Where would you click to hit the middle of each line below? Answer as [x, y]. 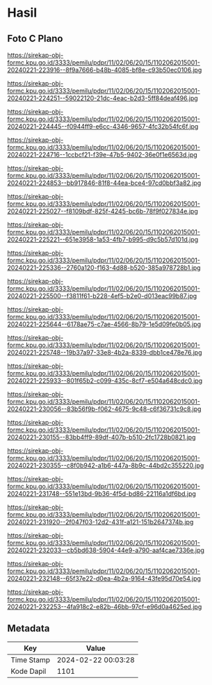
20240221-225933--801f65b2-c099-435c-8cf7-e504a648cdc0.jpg [105, 381]
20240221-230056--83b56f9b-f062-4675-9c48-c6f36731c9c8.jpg [104, 409]
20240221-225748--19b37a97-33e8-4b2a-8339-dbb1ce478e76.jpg [105, 352]
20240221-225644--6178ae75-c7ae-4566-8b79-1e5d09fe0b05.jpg [104, 324]
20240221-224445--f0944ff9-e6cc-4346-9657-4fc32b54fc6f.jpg [103, 126]
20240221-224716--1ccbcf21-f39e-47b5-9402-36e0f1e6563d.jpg [103, 155]
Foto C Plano [35, 39]
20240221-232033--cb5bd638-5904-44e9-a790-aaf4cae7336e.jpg [106, 550]
